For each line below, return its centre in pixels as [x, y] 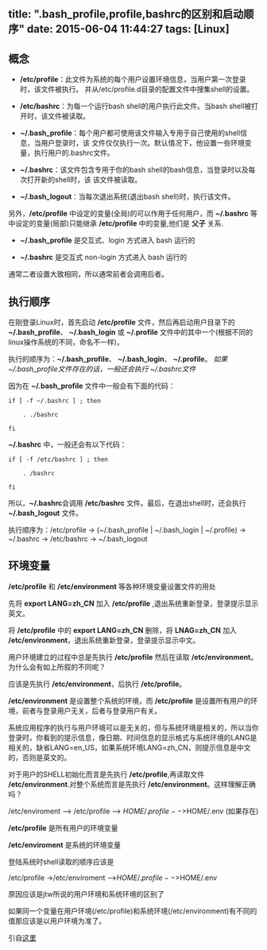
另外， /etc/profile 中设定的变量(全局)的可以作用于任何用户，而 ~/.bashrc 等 [133, 214]
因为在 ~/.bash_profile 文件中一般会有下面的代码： [92, 386]
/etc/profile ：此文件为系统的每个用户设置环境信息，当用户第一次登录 [133, 79]
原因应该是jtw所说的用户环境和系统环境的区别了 [86, 894]
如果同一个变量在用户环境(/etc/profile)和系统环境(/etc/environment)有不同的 [133, 911]
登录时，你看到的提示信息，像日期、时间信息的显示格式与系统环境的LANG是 [133, 737]
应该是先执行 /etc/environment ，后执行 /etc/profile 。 [97, 684]
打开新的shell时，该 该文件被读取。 [84, 180]
